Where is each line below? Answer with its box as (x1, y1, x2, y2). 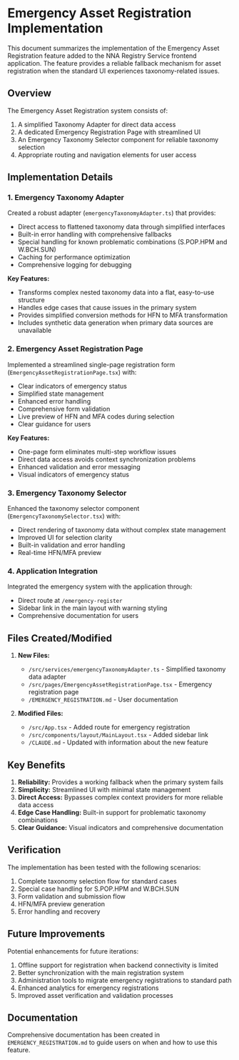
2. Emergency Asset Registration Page (7, 344, 143, 354)
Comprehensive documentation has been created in (7, 1031, 161, 1039)
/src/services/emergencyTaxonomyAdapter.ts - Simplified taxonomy (28, 665, 226, 674)
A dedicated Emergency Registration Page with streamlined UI (17, 127, 201, 136)
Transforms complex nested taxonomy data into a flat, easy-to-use (17, 288, 215, 297)
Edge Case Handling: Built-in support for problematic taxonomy (17, 808, 206, 816)
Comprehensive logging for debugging (17, 261, 132, 269)
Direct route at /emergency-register (17, 596, 123, 605)
